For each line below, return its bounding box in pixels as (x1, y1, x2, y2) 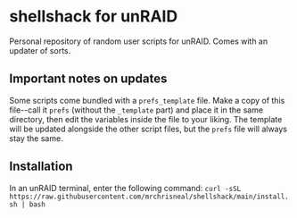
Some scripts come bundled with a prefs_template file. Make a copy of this (9, 95, 285, 105)
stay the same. (9, 132, 64, 144)
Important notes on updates (9, 71, 168, 87)
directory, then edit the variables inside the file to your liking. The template (9, 113, 283, 124)
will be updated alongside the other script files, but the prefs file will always (9, 123, 288, 134)
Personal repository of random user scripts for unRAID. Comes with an (9, 36, 268, 46)
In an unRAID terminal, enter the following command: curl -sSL (9, 182, 242, 193)
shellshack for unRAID (9, 6, 178, 27)
